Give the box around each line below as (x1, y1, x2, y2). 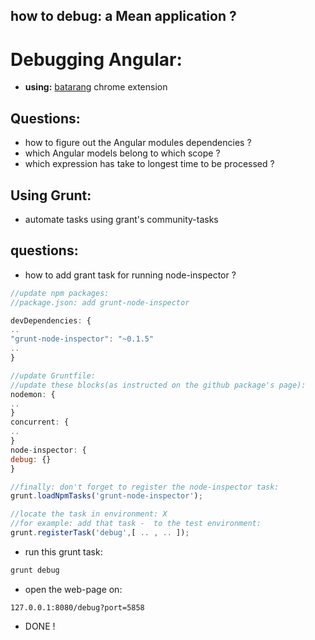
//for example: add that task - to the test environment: (10, 519, 262, 529)
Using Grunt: (10, 187, 92, 204)
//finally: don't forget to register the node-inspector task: (10, 482, 280, 492)
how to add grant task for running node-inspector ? (24, 269, 237, 281)
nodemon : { (10, 389, 56, 399)
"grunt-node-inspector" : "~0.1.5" (10, 334, 155, 344)
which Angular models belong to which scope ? (24, 147, 221, 159)
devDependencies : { (10, 315, 92, 326)
